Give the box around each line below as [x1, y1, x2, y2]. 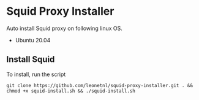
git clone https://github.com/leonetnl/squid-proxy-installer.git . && [6, 82, 193, 88]
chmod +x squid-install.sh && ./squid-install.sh [6, 88, 136, 94]
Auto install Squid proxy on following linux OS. [6, 25, 122, 32]
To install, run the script [6, 71, 66, 78]
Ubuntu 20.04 [15, 36, 51, 44]
